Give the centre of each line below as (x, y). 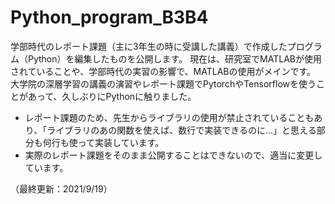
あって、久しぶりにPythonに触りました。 (112, 96)
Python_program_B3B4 (109, 17)
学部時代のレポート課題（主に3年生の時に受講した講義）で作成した (149, 46)
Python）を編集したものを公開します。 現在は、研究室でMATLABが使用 (174, 58)
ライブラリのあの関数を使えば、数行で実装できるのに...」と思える (181, 130)
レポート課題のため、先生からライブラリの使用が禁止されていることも (169, 117)
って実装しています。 (121, 142)
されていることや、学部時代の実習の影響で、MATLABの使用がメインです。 (163, 71)
